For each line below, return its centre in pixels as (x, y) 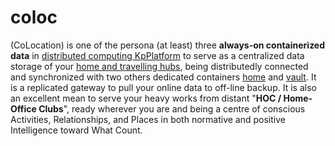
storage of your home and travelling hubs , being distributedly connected (159, 66)
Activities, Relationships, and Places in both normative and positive (148, 119)
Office (23, 108)
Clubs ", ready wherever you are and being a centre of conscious (172, 108)
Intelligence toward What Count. (76, 130)
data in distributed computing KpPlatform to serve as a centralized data (157, 55)
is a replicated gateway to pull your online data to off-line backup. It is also (163, 87)
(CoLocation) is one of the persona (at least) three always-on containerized (168, 45)
